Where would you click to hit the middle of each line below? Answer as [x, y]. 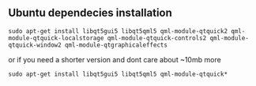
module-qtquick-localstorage [56, 38]
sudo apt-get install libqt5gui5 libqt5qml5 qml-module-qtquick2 [118, 31]
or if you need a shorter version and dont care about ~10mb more [115, 59]
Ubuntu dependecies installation [90, 13]
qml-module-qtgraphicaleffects [116, 45]
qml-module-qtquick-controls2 [157, 38]
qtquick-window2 [35, 45]
